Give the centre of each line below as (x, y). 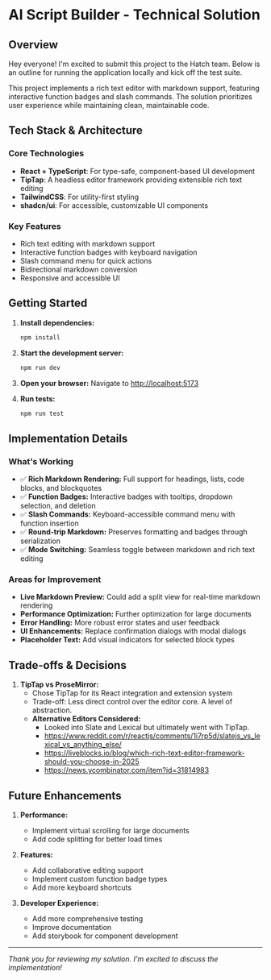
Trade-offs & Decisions (67, 665)
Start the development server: (72, 353)
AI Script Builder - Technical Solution (134, 15)
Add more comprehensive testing (88, 919)
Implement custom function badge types (100, 879)
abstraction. (52, 710)
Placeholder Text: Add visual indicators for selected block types (127, 640)
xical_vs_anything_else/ (83, 745)
